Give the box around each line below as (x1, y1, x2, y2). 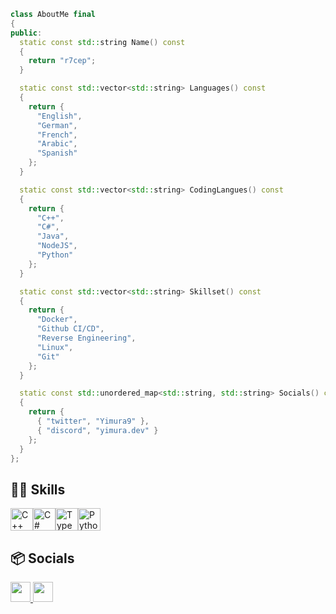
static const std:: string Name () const (19, 37, 186, 47)
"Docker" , (36, 315, 78, 325)
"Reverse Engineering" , (36, 333, 137, 343)
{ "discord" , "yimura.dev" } (36, 425, 159, 435)
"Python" (36, 250, 74, 260)
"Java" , (36, 231, 70, 242)
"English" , (36, 111, 83, 121)
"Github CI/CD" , (36, 324, 105, 334)
